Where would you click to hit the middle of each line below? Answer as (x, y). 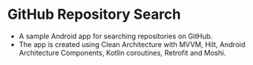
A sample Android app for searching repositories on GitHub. (115, 36)
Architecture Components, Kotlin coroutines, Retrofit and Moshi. (122, 52)
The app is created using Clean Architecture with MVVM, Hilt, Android (132, 44)
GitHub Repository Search (94, 14)
